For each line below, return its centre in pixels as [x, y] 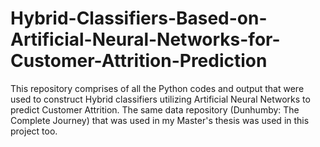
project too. [34, 131]
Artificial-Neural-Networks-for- [145, 39]
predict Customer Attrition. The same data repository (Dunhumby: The [155, 109]
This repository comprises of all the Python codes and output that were [157, 88]
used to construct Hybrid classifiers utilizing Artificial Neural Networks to [160, 99]
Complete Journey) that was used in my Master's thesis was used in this [160, 120]
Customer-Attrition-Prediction [139, 61]
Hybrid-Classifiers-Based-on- [139, 18]
